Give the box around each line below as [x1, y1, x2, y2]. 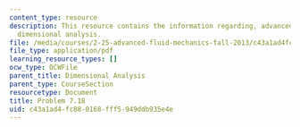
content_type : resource [9, 13, 98, 22]
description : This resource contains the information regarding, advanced [9, 21, 294, 30]
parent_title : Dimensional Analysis [9, 72, 146, 80]
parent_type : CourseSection [9, 80, 114, 89]
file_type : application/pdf [9, 47, 114, 55]
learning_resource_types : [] [9, 55, 118, 63]
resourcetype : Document [9, 88, 98, 97]
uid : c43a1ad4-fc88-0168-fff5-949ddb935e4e [9, 105, 174, 114]
